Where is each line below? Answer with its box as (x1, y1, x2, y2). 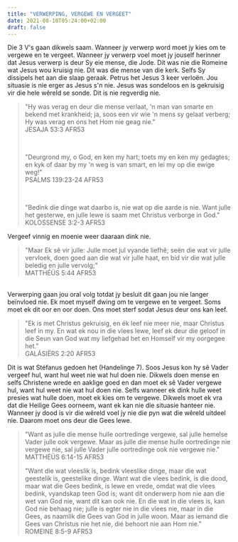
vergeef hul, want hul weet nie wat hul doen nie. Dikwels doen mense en (7, 371, 220, 379)
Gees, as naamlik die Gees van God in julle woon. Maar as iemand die (24, 512, 229, 521)
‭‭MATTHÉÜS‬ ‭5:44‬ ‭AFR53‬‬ (24, 269, 97, 277)
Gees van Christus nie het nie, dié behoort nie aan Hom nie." (24, 520, 202, 528)
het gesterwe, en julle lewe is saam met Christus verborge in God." (24, 211, 220, 220)
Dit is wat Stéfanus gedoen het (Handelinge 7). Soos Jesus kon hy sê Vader (7, 363, 229, 372)
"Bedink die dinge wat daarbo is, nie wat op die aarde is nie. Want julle (24, 203, 231, 212)
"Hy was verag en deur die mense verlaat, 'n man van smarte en (24, 103, 213, 111)
